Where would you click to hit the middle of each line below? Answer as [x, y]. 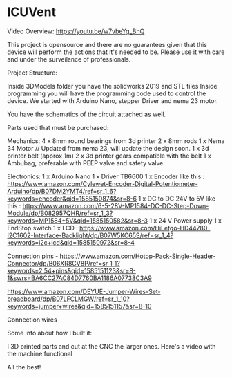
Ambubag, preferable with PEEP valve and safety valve [85, 163]
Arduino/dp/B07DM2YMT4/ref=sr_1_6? [62, 191]
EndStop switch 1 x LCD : [42, 228]
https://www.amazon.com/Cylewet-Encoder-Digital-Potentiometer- [103, 183]
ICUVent [32, 12]
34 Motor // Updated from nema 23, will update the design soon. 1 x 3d [108, 148]
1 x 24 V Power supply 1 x [186, 220]
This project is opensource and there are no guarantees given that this [107, 44]
